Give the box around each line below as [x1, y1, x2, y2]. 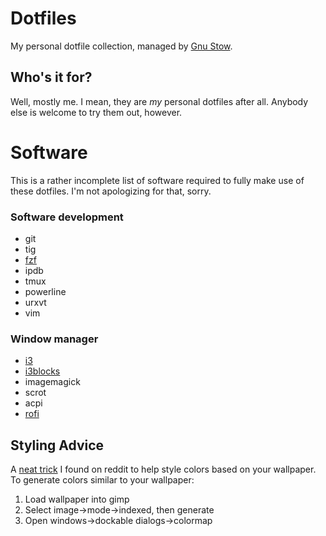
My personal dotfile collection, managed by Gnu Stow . [10, 40, 233, 52]
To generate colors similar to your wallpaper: [10, 474, 195, 486]
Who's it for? [10, 69, 93, 86]
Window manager [10, 332, 99, 346]
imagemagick [24, 376, 81, 388]
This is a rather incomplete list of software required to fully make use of [10, 174, 305, 186]
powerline [24, 285, 67, 297]
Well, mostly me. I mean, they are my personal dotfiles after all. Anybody [10, 95, 309, 107]
